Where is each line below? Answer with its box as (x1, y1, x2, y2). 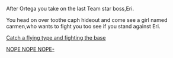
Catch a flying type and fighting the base (6, 34, 106, 41)
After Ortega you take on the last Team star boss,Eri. (6, 5, 134, 12)
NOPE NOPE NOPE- (6, 46, 55, 53)
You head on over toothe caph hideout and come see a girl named (6, 17, 168, 23)
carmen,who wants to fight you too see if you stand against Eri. (6, 23, 161, 30)
